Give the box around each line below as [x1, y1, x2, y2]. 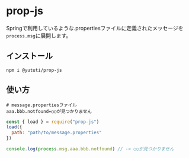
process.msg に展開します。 [6, 31, 72, 39]
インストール [6, 51, 53, 61]
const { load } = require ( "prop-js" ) [6, 119, 100, 125]
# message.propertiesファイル [6, 102, 77, 108]
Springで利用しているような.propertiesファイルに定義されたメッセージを [6, 24, 184, 31]
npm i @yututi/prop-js [6, 67, 62, 73]
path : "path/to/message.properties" [11, 129, 102, 136]
